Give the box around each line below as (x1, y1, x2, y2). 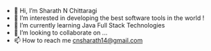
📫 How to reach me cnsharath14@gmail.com (13, 37, 143, 44)
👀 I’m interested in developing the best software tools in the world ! (13, 14, 205, 22)
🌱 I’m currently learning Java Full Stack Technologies (13, 21, 165, 29)
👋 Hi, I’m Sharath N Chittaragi (13, 7, 98, 14)
